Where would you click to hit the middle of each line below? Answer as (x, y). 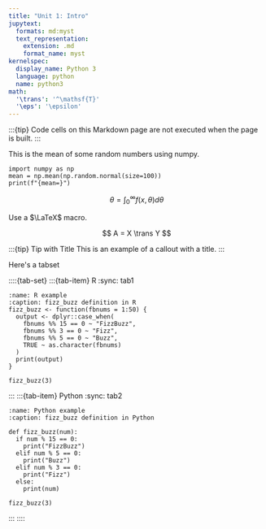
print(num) (41, 488)
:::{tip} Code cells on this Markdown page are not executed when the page (133, 130)
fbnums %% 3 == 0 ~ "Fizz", (70, 331)
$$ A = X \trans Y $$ (137, 233)
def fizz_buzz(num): (44, 431)
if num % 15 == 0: (47, 439)
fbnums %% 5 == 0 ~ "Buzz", (70, 338)
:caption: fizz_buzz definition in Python (81, 418)
